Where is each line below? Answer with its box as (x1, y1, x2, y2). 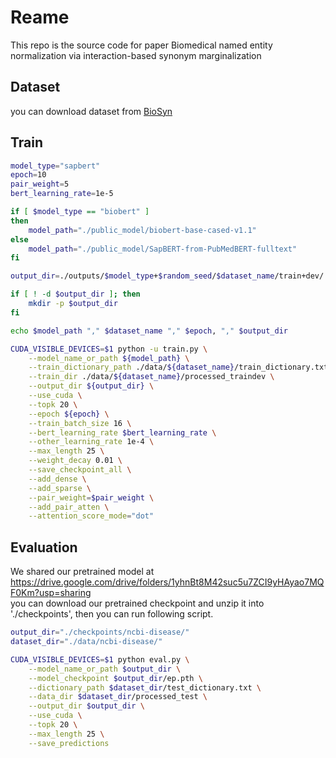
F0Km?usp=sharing (10, 587, 92, 599)
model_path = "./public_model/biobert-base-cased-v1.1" (28, 225, 257, 235)
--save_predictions (28, 738, 110, 748)
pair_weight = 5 (10, 179, 70, 190)
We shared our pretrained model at (10, 566, 155, 578)
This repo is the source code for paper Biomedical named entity (10, 39, 273, 51)
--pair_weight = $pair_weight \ (28, 492, 155, 503)
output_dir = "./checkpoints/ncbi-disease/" (10, 627, 190, 638)
